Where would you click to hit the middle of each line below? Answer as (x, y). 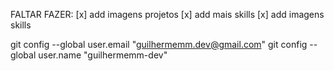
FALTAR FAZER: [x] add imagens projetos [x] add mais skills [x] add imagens (167, 14)
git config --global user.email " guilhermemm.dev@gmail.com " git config (159, 44)
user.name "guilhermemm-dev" (103, 55)
